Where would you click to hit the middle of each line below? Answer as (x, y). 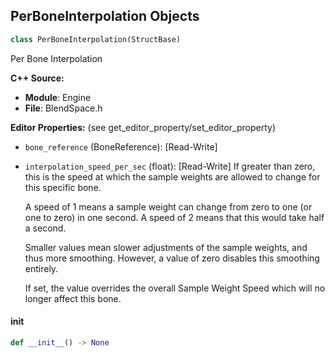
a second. (45, 228)
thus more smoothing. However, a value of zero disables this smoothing (172, 258)
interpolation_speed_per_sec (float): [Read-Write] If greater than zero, (170, 166)
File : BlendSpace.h (63, 108)
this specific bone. (63, 187)
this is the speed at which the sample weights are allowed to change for (172, 176)
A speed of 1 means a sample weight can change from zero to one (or (168, 206)
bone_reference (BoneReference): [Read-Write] (121, 146)
